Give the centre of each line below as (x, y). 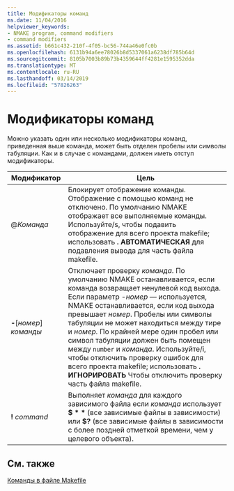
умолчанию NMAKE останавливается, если (141, 279)
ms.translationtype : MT (42, 65)
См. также (31, 463)
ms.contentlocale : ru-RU (43, 72)
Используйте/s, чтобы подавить (122, 225)
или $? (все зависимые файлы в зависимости (146, 421)
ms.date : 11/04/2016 (37, 20)
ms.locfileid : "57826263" (45, 85)
